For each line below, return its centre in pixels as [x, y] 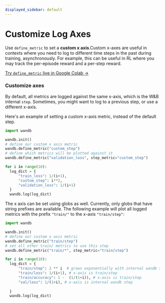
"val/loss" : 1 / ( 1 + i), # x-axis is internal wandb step [75, 282]
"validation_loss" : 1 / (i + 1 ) [47, 185]
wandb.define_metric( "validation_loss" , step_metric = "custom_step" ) [77, 158]
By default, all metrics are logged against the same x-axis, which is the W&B [82, 96]
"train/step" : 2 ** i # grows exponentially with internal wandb [87, 269]
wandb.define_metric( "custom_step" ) [42, 149]
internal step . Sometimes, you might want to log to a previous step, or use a [82, 101]
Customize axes [25, 86]
